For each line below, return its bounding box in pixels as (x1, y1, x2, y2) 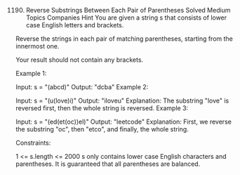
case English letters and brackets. (25, 21, 124, 29)
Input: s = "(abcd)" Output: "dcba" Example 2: (15, 83, 149, 91)
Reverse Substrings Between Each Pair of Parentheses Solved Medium (25, 6, 231, 14)
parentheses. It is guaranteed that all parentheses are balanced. (15, 160, 201, 168)
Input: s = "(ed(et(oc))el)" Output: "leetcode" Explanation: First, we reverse (15, 117, 232, 126)
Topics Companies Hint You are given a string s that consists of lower (25, 13, 227, 22)
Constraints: (15, 138, 51, 147)
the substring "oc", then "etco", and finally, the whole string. (15, 125, 189, 133)
